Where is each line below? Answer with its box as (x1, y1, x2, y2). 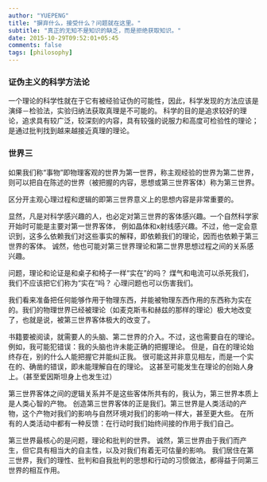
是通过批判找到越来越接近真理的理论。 (8, 126, 133, 135)
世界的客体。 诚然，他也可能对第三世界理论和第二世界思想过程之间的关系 (8, 241, 247, 251)
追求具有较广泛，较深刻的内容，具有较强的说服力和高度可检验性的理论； (21, 116, 259, 126)
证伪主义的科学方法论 (8, 76, 90, 88)
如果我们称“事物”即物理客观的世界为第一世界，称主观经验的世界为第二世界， (8, 167, 258, 177)
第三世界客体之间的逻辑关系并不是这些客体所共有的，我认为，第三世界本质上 (8, 388, 259, 398)
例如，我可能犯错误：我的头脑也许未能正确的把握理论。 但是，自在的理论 (8, 342, 247, 351)
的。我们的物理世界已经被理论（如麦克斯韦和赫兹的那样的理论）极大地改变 (8, 304, 252, 315)
